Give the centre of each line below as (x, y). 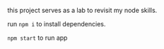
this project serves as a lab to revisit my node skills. (82, 10)
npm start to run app (37, 38)
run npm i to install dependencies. (57, 24)
